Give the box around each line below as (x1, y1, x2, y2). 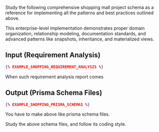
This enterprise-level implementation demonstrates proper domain (5, 25, 145, 31)
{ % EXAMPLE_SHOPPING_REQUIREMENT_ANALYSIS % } (5, 64, 103, 70)
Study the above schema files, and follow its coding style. (5, 121, 126, 127)
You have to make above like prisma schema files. (5, 111, 110, 117)
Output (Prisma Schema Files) (5, 89, 102, 97)
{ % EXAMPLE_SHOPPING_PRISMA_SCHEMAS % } (5, 102, 90, 107)
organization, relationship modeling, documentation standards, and (5, 31, 146, 36)
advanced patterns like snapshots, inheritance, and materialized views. (5, 36, 154, 42)
